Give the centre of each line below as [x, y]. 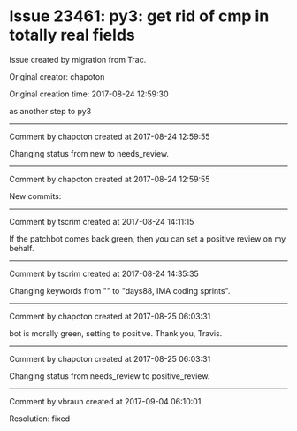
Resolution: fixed [40, 419]
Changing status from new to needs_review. [89, 153]
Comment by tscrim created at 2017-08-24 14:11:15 [102, 221]
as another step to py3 [50, 111]
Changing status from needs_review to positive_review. [110, 376]
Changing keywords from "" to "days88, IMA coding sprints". [120, 290]
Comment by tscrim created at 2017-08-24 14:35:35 [104, 273]
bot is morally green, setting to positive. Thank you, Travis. [116, 333]
